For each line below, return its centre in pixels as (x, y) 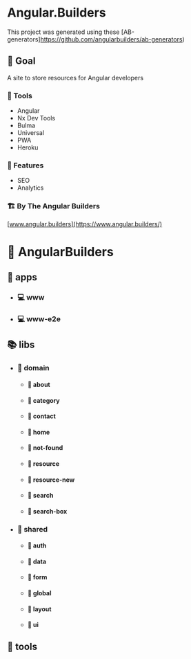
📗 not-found (45, 448)
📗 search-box (47, 511)
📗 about (39, 384)
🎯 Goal (21, 61)
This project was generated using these (63, 32)
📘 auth (37, 545)
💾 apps (22, 277)
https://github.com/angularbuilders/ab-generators (111, 39)
